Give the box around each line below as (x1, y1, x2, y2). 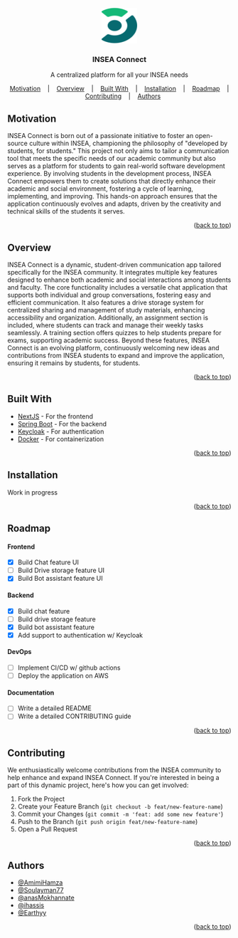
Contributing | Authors (85, 92, 161, 100)
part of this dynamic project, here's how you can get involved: (7, 781, 189, 789)
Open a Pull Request (17, 825, 78, 833)
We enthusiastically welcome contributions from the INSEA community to (7, 766, 222, 774)
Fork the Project (17, 795, 65, 803)
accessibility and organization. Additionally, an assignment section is (7, 313, 208, 322)
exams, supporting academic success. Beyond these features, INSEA (7, 336, 210, 344)
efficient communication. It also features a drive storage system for (7, 298, 204, 307)
